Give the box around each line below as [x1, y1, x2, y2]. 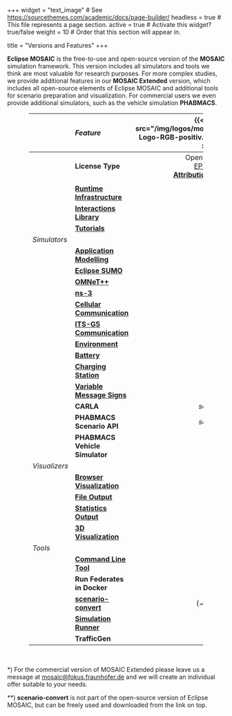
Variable [75, 381, 104, 391]
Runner [75, 623, 100, 632]
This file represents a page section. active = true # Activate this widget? [7, 21, 212, 28]
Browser [75, 473, 104, 482]
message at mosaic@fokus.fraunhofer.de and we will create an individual [7, 673, 215, 681]
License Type [75, 162, 121, 171]
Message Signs [75, 390, 127, 399]
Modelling [75, 255, 109, 264]
